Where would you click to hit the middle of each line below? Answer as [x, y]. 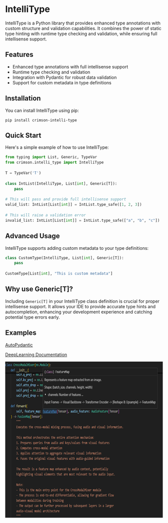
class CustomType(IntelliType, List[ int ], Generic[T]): [64, 258]
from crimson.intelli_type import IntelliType [54, 163]
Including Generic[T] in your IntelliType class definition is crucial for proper [82, 301]
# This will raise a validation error [45, 215]
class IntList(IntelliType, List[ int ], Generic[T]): [61, 183]
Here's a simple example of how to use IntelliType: [57, 147]
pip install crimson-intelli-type [41, 120]
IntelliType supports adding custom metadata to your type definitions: [77, 248]
